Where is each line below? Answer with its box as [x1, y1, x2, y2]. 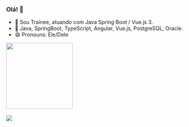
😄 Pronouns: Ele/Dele [14, 31, 69, 38]
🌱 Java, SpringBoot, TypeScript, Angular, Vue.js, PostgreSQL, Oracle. [14, 25, 183, 32]
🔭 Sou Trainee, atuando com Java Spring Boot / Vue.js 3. [14, 19, 154, 26]
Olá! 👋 [6, 5, 24, 14]
